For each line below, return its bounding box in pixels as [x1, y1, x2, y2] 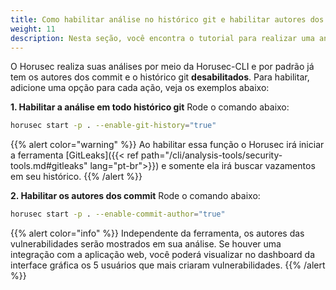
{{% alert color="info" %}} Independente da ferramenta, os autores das [10, 227, 305, 240]
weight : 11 [10, 24, 56, 34]
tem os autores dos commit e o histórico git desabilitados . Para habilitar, [10, 71, 310, 83]
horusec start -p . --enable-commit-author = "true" [10, 209, 226, 220]
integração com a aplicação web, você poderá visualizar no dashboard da [10, 249, 316, 261]
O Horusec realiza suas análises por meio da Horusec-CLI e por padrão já [10, 61, 315, 73]
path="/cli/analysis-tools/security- [140, 149, 283, 161]
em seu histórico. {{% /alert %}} [10, 171, 143, 183]
